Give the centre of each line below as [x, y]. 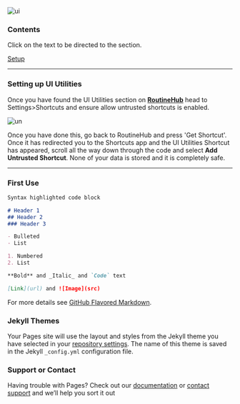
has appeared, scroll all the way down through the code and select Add [112, 150]
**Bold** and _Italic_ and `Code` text [67, 276]
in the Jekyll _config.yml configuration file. [70, 351]
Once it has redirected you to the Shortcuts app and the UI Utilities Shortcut [119, 142]
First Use [23, 183]
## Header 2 [25, 217]
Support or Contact [42, 370]
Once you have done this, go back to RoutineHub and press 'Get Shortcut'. [117, 135]
